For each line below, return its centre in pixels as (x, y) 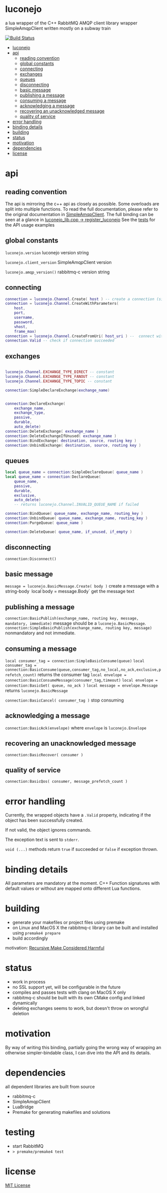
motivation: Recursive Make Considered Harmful (55, 948)
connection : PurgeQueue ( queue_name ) (44, 523)
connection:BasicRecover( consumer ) (44, 755)
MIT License (18, 1185)
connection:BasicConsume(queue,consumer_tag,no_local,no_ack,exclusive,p (83, 670)
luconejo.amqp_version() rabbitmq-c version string (58, 272)
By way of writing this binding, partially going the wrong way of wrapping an (83, 1048)
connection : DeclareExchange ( (35, 404)
